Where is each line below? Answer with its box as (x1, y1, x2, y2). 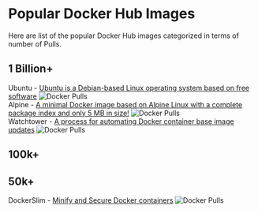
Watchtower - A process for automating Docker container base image (8, 116, 234, 126)
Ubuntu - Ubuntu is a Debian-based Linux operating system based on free (8, 83, 250, 92)
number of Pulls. (8, 39, 62, 48)
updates (8, 125, 36, 134)
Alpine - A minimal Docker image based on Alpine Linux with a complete (8, 99, 243, 109)
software (8, 92, 37, 101)
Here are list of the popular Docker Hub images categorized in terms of (8, 31, 239, 40)
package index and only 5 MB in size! (8, 108, 130, 118)
